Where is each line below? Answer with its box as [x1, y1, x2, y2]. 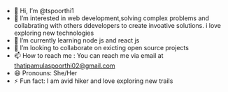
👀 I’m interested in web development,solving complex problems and [13, 14, 210, 22]
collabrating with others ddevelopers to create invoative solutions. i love [13, 22, 222, 29]
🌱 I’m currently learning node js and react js [13, 36, 140, 45]
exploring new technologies [13, 29, 94, 37]
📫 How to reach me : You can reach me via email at [13, 52, 164, 59]
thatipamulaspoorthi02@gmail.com [13, 61, 115, 70]
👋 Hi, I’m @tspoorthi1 [13, 7, 75, 15]
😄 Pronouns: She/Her [13, 69, 78, 77]
